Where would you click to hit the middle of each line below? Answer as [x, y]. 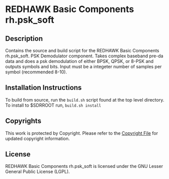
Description [24, 38]
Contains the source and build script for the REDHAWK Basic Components [82, 51]
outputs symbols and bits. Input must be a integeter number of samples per [83, 67]
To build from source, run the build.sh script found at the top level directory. [85, 100]
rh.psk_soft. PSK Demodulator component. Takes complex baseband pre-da [84, 56]
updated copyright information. [38, 138]
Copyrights [23, 121]
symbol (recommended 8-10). [36, 72]
